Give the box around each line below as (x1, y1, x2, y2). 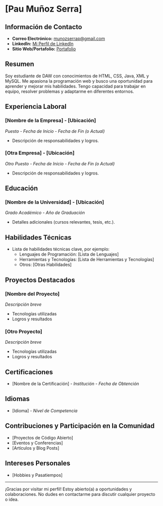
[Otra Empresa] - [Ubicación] (5, 150, 75, 157)
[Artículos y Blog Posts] (12, 445, 60, 451)
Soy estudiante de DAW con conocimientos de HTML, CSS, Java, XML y (5, 73, 149, 79)
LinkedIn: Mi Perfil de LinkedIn (12, 41, 74, 47)
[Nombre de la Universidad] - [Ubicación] (5, 199, 104, 206)
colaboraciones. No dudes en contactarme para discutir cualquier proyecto (5, 491, 155, 497)
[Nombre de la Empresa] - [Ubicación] (5, 117, 96, 124)
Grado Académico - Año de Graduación (5, 210, 85, 216)
